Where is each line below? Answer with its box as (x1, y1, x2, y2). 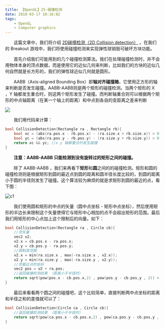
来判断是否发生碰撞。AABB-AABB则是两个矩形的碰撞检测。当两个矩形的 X (5, 85, 155, 91)
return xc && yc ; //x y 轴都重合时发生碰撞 (14, 140, 98, 145)
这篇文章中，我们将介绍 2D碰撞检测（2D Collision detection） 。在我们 (14, 40, 157, 46)
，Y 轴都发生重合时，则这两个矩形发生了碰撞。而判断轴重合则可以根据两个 (5, 91, 156, 97)
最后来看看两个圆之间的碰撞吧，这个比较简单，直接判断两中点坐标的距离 (14, 289, 160, 295)
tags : (5, 16, 16, 21)
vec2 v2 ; (14, 234, 32, 240)
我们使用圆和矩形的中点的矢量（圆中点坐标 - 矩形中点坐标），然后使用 (14, 203, 154, 209)
